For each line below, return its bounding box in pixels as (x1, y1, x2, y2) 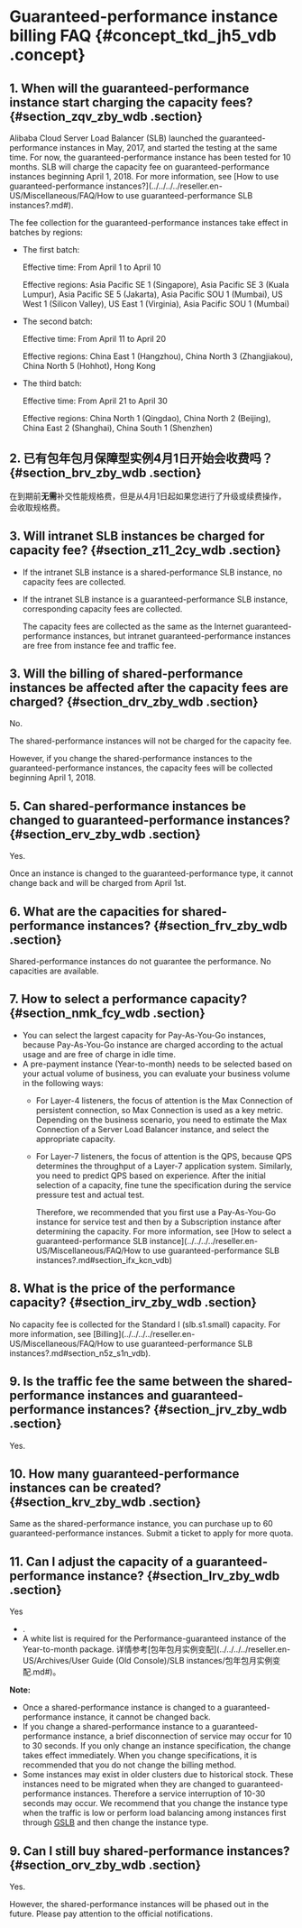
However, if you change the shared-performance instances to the (9, 753, 252, 764)
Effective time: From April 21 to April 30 (22, 395, 169, 406)
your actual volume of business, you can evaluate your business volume (22, 1067, 290, 1079)
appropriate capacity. (35, 1133, 115, 1144)
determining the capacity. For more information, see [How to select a (35, 1225, 292, 1237)
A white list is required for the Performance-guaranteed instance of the (22, 1633, 287, 1644)
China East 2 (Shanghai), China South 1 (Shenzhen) (22, 422, 214, 433)
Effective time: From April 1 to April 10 (22, 262, 161, 272)
